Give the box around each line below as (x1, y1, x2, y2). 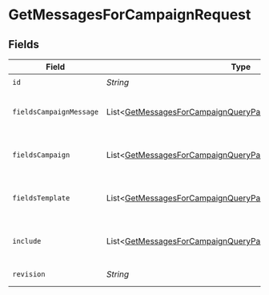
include (12, 236, 42, 245)
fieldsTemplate (12, 194, 70, 202)
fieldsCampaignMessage (12, 107, 98, 116)
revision (12, 270, 46, 278)
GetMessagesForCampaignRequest (8, 6, 251, 24)
